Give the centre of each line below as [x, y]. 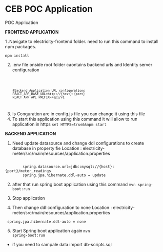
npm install [17, 55]
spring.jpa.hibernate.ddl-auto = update [64, 175]
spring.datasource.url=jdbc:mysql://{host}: [69, 167]
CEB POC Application [49, 9]
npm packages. [21, 46]
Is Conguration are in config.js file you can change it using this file [79, 114]
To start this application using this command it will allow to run [75, 119]
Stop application [29, 198]
